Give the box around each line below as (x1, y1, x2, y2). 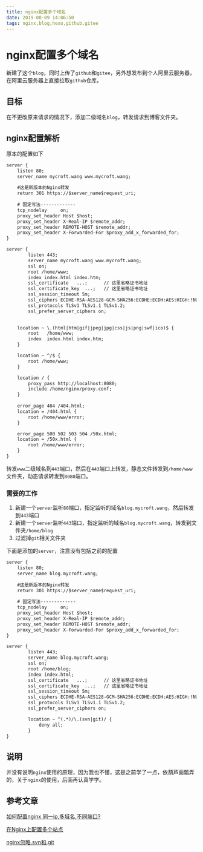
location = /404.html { (17, 408, 77, 415)
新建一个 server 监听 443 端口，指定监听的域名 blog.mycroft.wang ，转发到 (14, 519, 192, 527)
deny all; (38, 722, 63, 728)
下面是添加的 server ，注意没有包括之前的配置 (6, 547, 118, 555)
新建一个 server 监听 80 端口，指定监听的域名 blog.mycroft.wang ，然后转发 (14, 504, 195, 512)
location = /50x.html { (17, 437, 77, 443)
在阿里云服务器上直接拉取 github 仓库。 (6, 77, 102, 84)
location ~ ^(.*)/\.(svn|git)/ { (28, 716, 112, 722)
